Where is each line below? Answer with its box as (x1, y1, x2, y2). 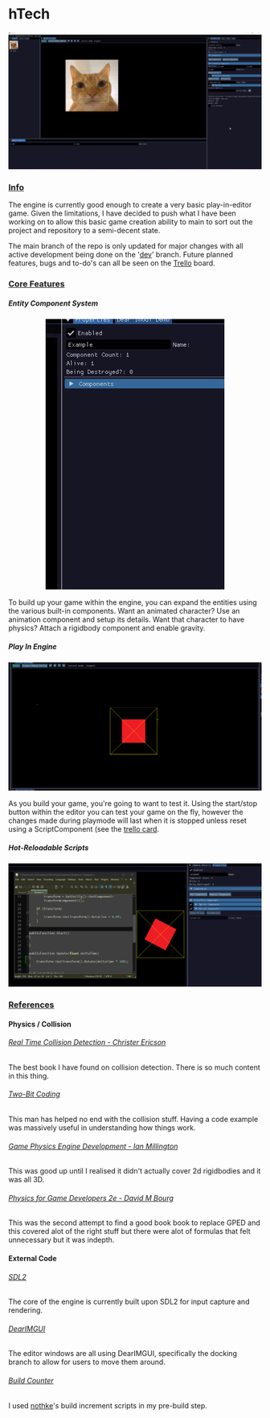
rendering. (8, 1305, 43, 1315)
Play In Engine (8, 641, 58, 651)
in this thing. (8, 1071, 50, 1080)
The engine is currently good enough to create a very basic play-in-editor (8, 200, 252, 210)
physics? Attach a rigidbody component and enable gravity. (8, 623, 206, 633)
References (8, 999, 55, 1010)
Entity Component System (8, 298, 99, 308)
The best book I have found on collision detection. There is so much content (8, 1062, 261, 1072)
